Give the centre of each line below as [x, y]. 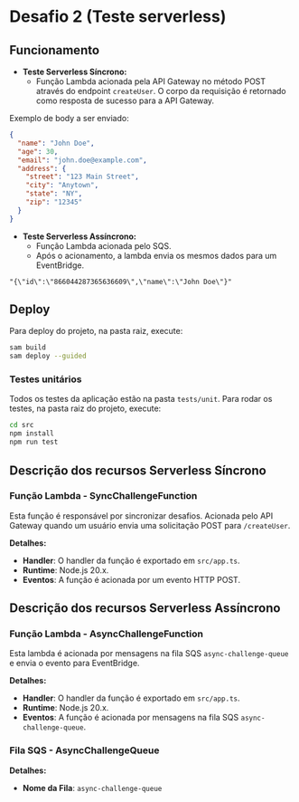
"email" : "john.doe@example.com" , [82, 160]
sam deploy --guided [48, 356]
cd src [22, 425]
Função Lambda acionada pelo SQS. [103, 245]
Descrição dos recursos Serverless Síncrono [138, 470]
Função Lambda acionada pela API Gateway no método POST [151, 81]
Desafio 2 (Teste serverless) [118, 17]
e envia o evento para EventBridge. [75, 664]
